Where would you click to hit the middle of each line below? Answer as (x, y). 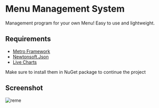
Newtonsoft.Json (31, 57)
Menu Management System (65, 9)
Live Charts (25, 62)
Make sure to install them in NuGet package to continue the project (76, 72)
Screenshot (24, 88)
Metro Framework (31, 51)
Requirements (28, 39)
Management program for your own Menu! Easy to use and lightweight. (80, 23)
